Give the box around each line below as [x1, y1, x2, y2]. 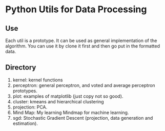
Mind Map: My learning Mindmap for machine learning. [12, 109, 129, 116]
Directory [5, 63, 36, 72]
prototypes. [12, 88, 37, 94]
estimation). [12, 120, 38, 126]
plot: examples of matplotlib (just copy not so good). [12, 93, 123, 99]
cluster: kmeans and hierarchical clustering [12, 98, 104, 104]
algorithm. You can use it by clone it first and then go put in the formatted [5, 43, 160, 49]
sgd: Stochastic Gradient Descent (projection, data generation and [12, 115, 153, 121]
